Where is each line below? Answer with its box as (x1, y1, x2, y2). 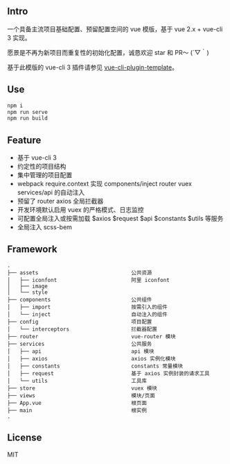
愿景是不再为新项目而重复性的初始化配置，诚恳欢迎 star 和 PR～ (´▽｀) (7, 48, 209, 56)
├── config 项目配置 (7, 318, 152, 325)
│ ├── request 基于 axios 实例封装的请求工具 (7, 370, 210, 377)
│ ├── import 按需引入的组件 (7, 304, 168, 310)
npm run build (7, 115, 48, 122)
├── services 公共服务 (7, 340, 152, 347)
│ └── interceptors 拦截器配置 (7, 326, 157, 333)
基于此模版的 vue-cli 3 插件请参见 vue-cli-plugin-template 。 (7, 63, 179, 72)
